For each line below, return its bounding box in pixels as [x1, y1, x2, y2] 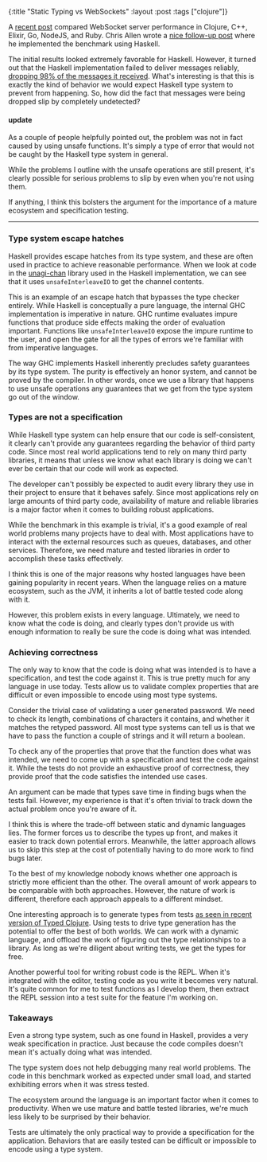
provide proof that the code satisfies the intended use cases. [8, 772, 208, 782]
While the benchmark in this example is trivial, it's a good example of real [8, 520, 248, 529]
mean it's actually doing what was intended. [8, 1047, 153, 1057]
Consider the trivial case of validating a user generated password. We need [8, 706, 256, 716]
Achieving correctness [8, 646, 99, 657]
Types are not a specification [8, 411, 123, 423]
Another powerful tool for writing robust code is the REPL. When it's [8, 967, 230, 977]
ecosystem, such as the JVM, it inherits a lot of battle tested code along [8, 586, 244, 595]
